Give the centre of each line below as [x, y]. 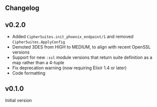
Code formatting [29, 73]
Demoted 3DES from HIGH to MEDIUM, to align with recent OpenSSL [81, 47]
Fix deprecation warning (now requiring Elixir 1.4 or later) [69, 68]
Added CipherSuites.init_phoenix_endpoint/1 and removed [73, 37]
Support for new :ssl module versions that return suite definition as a [82, 57]
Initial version [19, 101]
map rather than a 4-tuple [38, 63]
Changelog [22, 8]
